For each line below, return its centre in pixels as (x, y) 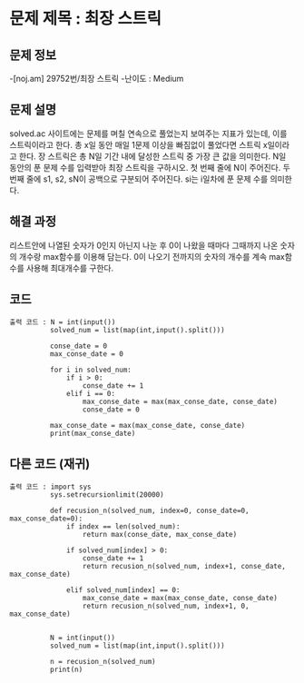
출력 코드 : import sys (50, 487)
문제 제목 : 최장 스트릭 (85, 19)
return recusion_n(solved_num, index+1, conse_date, (184, 567)
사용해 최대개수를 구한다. (70, 268)
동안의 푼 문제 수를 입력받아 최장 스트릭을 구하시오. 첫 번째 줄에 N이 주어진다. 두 (150, 167)
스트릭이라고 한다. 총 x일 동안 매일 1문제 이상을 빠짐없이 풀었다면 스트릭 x (138, 144)
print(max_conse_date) (93, 434)
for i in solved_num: (90, 370)
